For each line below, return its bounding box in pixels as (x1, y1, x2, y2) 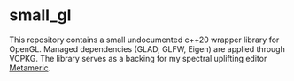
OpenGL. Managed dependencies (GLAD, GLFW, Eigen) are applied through (9, 43, 285, 54)
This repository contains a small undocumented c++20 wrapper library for (9, 34, 280, 45)
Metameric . (9, 63, 51, 73)
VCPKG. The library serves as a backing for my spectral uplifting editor (9, 53, 267, 63)
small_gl (9, 5, 72, 26)
